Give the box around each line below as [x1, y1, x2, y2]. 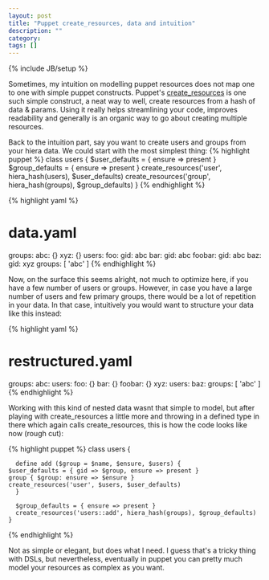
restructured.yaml [8, 353, 132, 370]
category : [8, 34, 42, 43]
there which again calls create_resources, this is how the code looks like [8, 420, 247, 430]
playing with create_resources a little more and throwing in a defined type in [8, 411, 259, 421]
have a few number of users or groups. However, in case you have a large [8, 283, 253, 293]
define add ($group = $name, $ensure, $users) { [15, 460, 181, 468]
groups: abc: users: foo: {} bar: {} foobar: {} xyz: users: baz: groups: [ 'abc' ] [8, 379, 261, 388]
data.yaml [8, 224, 77, 242]
